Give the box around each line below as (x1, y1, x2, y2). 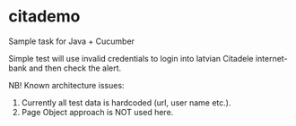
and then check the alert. (29, 63, 122, 73)
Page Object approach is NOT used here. (21, 106, 174, 117)
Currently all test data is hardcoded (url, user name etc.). (21, 97, 231, 108)
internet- (255, 53, 288, 63)
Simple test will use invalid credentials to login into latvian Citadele (8, 53, 254, 63)
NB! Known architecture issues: (8, 80, 125, 90)
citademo (8, 6, 81, 27)
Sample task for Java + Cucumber (8, 36, 135, 46)
